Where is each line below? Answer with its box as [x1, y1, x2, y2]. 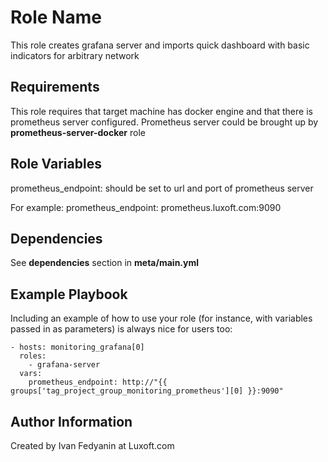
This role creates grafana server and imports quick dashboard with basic [10, 39, 310, 51]
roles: [19, 351, 47, 361]
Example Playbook [10, 286, 128, 303]
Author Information [10, 413, 133, 430]
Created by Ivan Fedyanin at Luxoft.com [10, 440, 175, 451]
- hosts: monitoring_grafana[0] [10, 342, 145, 353]
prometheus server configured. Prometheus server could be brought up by [10, 116, 319, 128]
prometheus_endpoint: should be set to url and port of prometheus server [10, 182, 314, 194]
